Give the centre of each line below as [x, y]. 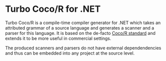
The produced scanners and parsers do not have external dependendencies [83, 48]
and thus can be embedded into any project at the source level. [70, 53]
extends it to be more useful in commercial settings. [58, 38]
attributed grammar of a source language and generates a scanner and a [80, 28]
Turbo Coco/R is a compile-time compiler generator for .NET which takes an [83, 23]
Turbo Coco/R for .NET [53, 9]
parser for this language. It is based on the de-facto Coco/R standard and [80, 33]
